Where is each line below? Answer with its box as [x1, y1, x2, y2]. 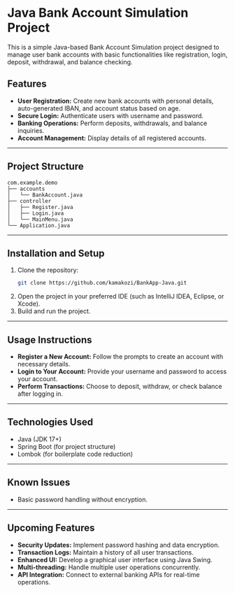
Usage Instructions [7, 334, 92, 345]
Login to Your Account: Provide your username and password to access [17, 367, 227, 376]
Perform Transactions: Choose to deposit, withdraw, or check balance [17, 383, 222, 391]
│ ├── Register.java [7, 203, 73, 210]
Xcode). [17, 299, 41, 308]
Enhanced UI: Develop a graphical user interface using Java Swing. [17, 555, 213, 564]
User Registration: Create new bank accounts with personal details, [17, 97, 214, 105]
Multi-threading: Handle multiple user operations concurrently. [17, 563, 201, 571]
